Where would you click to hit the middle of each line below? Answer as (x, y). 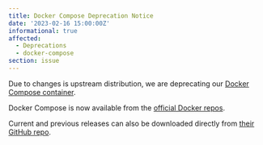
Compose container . (42, 92)
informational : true (43, 31)
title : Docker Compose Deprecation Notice (81, 16)
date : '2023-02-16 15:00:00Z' (59, 23)
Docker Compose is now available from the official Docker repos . (117, 108)
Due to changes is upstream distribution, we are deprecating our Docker (129, 83)
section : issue (34, 61)
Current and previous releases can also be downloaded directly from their (131, 123)
